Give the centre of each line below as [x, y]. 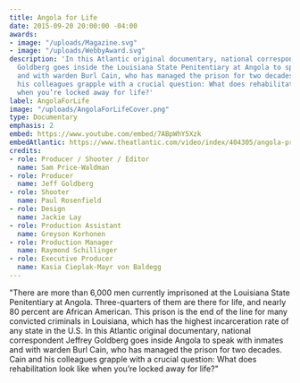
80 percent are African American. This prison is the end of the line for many [149, 311]
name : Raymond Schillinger [67, 251]
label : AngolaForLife [50, 101]
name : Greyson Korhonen [61, 234]
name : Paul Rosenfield [59, 201]
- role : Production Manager [62, 243]
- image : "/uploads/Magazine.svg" [74, 43]
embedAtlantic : [37, 142]
